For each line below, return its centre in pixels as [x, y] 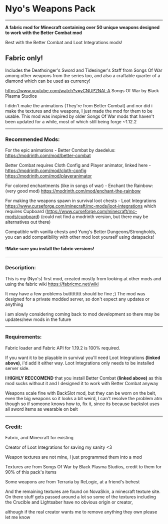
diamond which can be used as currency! [48, 81]
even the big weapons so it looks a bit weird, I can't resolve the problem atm [84, 398]
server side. [17, 368]
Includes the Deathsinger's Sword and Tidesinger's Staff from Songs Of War [84, 70]
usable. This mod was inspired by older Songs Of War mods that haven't [80, 116]
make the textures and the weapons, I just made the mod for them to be [79, 111]
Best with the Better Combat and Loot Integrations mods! [64, 42]
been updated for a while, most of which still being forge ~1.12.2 [71, 121]
